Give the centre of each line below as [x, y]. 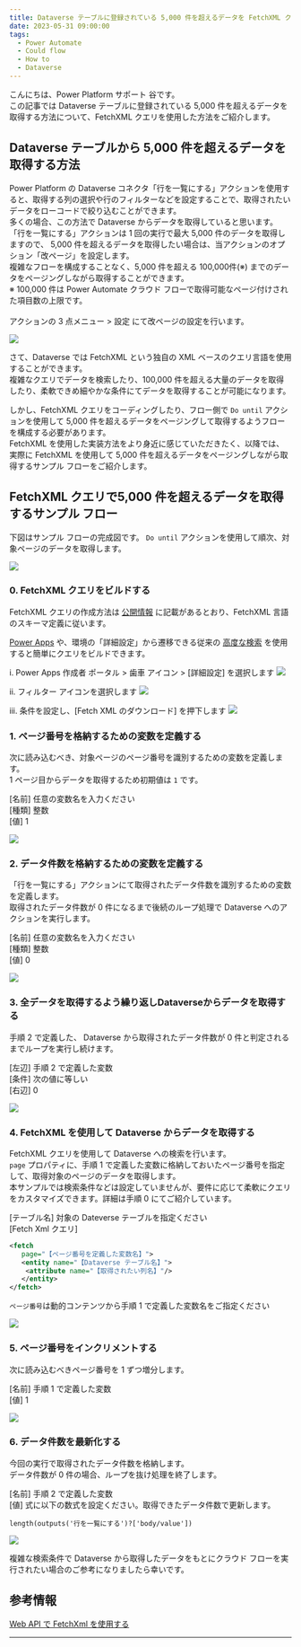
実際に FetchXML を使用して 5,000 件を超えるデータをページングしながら [145, 454]
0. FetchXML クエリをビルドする [80, 591]
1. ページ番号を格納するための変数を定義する [105, 735]
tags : [19, 34]
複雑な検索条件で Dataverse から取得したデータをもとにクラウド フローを [145, 1558]
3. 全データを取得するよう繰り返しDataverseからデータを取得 [143, 1002]
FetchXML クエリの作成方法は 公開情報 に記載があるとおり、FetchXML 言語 [149, 612]
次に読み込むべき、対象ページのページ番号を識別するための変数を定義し [142, 757]
